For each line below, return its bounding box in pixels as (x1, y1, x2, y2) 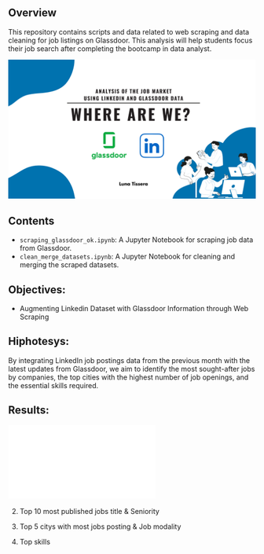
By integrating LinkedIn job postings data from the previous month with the (8, 355, 250, 365)
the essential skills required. (8, 380, 99, 390)
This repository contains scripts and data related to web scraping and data (8, 27, 250, 36)
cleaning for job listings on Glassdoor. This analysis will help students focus (8, 35, 253, 45)
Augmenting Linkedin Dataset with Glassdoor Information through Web (19, 303, 249, 313)
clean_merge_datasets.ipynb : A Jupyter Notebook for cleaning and (19, 251, 236, 262)
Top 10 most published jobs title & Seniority (19, 506, 159, 515)
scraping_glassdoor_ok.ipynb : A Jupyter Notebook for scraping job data (19, 235, 254, 244)
